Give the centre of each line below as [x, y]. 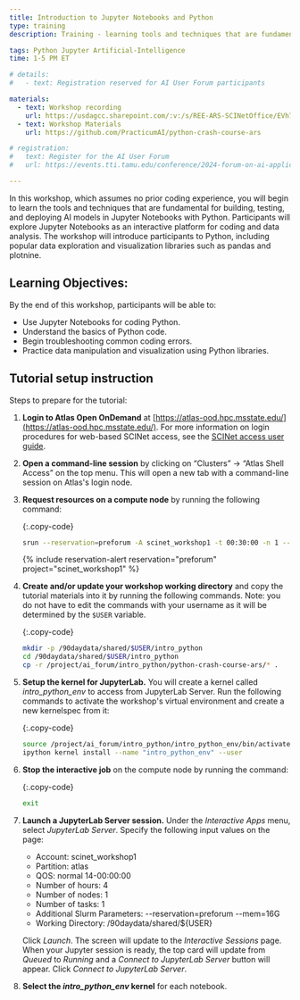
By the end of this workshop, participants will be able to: [113, 304]
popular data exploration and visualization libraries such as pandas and [140, 246]
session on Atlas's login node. [77, 482]
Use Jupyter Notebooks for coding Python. [101, 321]
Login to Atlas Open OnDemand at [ [89, 417]
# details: [29, 75]
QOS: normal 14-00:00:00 [83, 875]
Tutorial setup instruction [81, 379]
